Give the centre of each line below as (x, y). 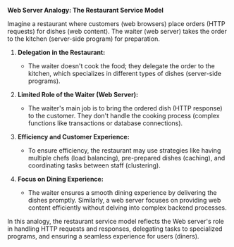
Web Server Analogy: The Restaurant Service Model (86, 10)
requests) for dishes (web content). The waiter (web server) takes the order (117, 31)
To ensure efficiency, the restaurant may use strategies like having (124, 150)
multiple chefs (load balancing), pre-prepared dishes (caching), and (127, 158)
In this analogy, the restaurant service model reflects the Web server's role (116, 221)
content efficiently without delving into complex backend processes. (127, 208)
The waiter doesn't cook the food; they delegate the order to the (121, 66)
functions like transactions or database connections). (105, 123)
